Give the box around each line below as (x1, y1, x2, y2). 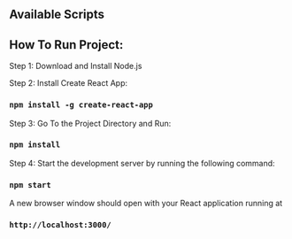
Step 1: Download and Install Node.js (9, 61, 142, 72)
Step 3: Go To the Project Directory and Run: (9, 118, 172, 128)
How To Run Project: (9, 37, 124, 52)
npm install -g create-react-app (9, 100, 153, 110)
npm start (9, 180, 51, 189)
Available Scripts (9, 7, 104, 22)
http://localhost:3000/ (9, 220, 112, 230)
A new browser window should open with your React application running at (9, 198, 283, 209)
